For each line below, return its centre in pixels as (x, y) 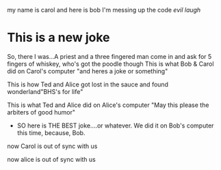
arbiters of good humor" (41, 112)
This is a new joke (59, 38)
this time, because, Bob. (51, 132)
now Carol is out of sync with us (52, 146)
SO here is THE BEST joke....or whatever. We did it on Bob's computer (115, 125)
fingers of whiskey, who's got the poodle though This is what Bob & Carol (110, 64)
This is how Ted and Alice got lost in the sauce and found (88, 84)
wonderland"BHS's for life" (45, 91)
